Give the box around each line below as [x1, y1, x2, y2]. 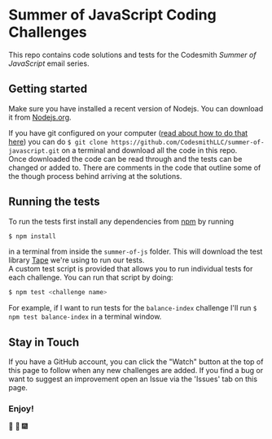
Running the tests [8, 195, 100, 209]
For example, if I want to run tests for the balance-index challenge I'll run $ [8, 303, 257, 313]
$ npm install [8, 232, 57, 241]
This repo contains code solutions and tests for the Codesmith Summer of [8, 50, 257, 59]
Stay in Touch [8, 335, 80, 349]
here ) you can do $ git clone [8, 137, 108, 146]
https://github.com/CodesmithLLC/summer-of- [111, 138, 265, 146]
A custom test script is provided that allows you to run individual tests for [8, 264, 253, 274]
